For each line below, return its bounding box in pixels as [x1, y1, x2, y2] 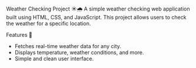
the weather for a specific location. [6, 20, 92, 27]
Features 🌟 [6, 32, 32, 38]
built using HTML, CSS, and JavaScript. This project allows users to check [6, 14, 187, 21]
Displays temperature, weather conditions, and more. [14, 49, 145, 56]
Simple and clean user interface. [14, 55, 94, 62]
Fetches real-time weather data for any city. [14, 43, 122, 49]
